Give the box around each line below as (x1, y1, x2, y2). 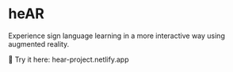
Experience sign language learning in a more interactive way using (8, 31, 226, 40)
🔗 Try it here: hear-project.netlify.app (8, 55, 129, 64)
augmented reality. (8, 39, 70, 48)
